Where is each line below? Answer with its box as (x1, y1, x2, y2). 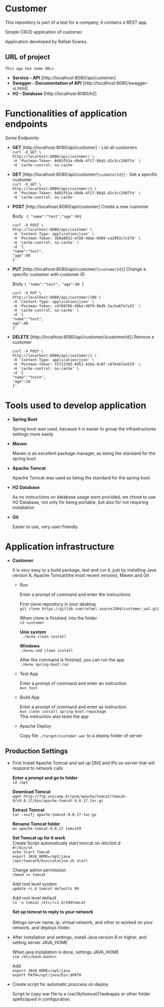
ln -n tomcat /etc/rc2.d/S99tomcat (12, 900, 86, 905)
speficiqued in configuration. (12, 996, 71, 1002)
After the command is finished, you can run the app (19, 657, 124, 663)
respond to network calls (12, 765, 63, 771)
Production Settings (5, 746, 68, 755)
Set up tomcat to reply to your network (12, 909, 94, 915)
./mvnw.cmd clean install (19, 648, 73, 653)
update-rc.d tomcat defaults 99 (12, 886, 79, 892)
